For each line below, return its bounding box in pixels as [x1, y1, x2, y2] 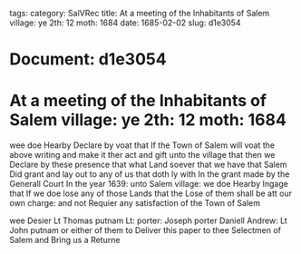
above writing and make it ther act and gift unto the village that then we [9, 150, 276, 161]
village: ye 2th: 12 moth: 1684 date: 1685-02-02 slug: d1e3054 [9, 17, 242, 28]
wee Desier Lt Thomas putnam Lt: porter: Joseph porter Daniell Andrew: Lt [9, 215, 287, 226]
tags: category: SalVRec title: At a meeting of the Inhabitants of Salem [9, 8, 270, 18]
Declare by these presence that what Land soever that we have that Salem [9, 159, 287, 171]
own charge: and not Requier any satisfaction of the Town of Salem [9, 198, 261, 209]
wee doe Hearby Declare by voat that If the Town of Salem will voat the [9, 140, 275, 151]
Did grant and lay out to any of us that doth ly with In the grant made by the [9, 169, 290, 180]
